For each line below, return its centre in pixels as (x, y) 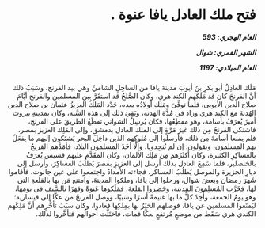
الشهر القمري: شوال (226, 52)
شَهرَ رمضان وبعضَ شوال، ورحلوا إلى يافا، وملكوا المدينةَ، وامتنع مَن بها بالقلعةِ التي (136, 180)
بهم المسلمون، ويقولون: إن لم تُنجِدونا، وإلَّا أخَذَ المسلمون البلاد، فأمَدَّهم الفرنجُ (143, 146)
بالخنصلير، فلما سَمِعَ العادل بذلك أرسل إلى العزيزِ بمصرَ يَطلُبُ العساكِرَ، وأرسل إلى (136, 163)
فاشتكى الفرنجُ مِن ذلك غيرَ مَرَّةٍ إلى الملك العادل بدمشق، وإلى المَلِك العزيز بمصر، (137, 130)
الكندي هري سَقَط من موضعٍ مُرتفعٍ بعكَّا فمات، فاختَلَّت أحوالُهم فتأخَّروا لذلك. (146, 214)
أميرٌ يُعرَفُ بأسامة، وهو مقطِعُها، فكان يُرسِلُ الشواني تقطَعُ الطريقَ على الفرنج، (142, 121)
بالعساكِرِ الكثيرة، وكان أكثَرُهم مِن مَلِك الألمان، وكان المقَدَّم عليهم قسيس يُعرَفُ (141, 155)
